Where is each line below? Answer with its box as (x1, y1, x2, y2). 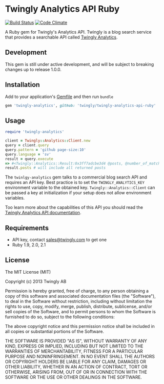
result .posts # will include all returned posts (5, 165, 106, 170)
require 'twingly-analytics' (5, 129, 64, 135)
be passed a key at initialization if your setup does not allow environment (5, 190, 151, 196)
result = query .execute (5, 156, 54, 162)
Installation (5, 81, 40, 89)
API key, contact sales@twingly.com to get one (12, 237, 107, 243)
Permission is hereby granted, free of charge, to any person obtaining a (5, 288, 149, 294)
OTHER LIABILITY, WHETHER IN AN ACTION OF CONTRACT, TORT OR (5, 364, 147, 369)
